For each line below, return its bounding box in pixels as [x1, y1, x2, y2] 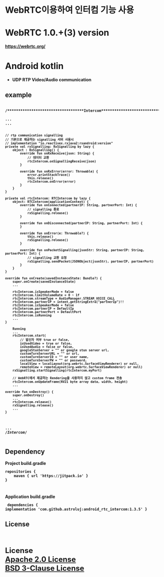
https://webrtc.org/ [5, 44, 46, 49]
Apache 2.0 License [5, 554, 76, 564]
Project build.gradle [5, 460, 46, 466]
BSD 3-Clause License [5, 563, 84, 573]
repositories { [5, 469, 36, 474]
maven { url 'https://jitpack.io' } [14, 474, 89, 479]
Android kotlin [5, 61, 64, 72]
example [5, 91, 32, 99]
